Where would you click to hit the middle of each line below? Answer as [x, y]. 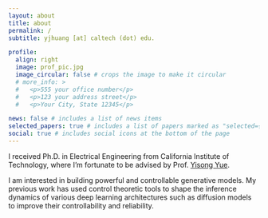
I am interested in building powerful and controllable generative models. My [132, 180]
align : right [37, 60]
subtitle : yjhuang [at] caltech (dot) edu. [82, 38]
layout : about [32, 16]
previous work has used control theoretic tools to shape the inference [122, 188]
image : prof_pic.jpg [49, 67]
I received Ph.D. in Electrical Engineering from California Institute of [119, 156]
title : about [30, 23]
